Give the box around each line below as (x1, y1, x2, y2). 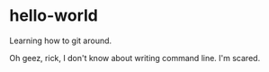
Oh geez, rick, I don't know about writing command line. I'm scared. (9, 52, 261, 63)
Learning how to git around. (9, 35, 112, 46)
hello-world (9, 5, 99, 26)
